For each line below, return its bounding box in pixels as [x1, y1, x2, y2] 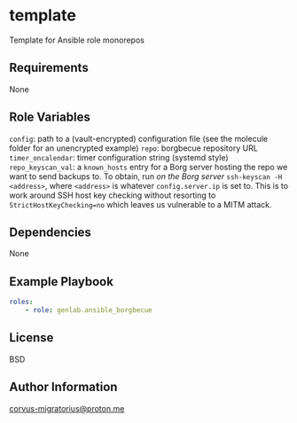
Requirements [9, 60, 89, 75]
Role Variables [9, 110, 90, 125]
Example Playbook [9, 274, 113, 289]
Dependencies [9, 224, 91, 239]
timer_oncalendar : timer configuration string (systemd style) [9, 152, 229, 162]
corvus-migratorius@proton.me [9, 403, 125, 413]
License [9, 330, 54, 346]
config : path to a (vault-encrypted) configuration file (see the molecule [9, 133, 269, 144]
